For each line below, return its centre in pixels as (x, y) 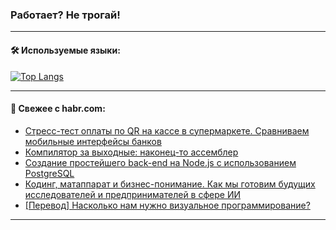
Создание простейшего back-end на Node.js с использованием (160, 162)
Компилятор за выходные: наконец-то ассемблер (131, 152)
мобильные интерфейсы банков (93, 141)
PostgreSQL (49, 173)
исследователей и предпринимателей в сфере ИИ (132, 194)
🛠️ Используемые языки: (65, 50)
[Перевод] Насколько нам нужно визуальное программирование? (167, 205)
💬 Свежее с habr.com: (58, 109)
